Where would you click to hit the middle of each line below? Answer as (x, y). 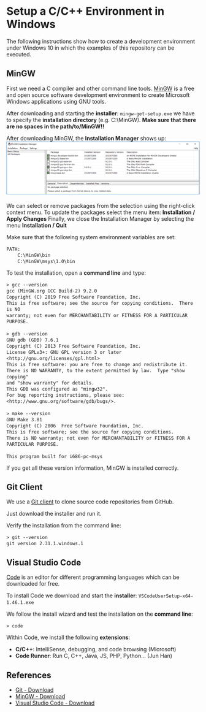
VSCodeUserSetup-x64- (166, 596)
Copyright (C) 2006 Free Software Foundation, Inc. (75, 426)
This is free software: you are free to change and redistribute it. (97, 364)
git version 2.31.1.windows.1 (45, 544)
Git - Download (34, 690)
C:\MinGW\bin (34, 255)
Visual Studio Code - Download (55, 703)
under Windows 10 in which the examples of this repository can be (90, 48)
